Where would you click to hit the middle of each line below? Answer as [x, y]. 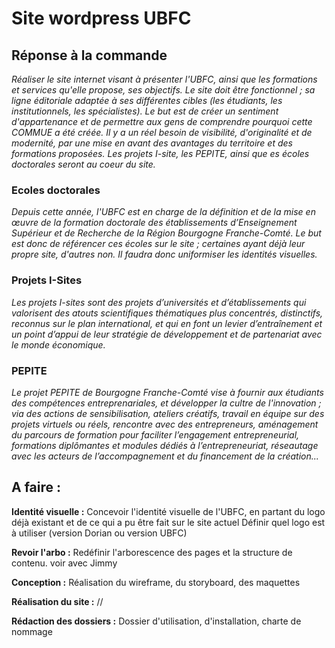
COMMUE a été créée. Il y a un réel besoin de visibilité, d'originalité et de [162, 132]
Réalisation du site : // [57, 601]
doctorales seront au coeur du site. [83, 164]
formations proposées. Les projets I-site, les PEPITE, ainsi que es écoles [160, 153]
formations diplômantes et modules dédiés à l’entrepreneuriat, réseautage [165, 445]
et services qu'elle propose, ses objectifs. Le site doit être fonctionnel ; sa [163, 90]
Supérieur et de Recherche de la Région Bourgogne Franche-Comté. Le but [166, 233]
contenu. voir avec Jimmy [64, 563]
